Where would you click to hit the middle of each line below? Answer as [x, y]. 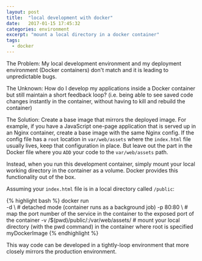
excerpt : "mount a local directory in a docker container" [83, 35]
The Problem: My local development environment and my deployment [94, 63]
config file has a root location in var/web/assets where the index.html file [99, 139]
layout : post [23, 12]
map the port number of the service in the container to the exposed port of [100, 213]
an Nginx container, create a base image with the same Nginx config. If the [100, 133]
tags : [13, 40]
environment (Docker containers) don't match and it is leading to [88, 70]
